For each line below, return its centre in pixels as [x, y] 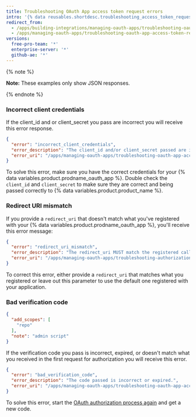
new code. [19, 409]
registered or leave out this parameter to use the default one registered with [97, 281]
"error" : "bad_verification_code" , [55, 375]
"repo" [24, 325]
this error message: [29, 231]
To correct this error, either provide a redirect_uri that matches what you [95, 274]
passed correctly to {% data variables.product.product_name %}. [85, 191]
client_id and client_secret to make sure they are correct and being [90, 184]
